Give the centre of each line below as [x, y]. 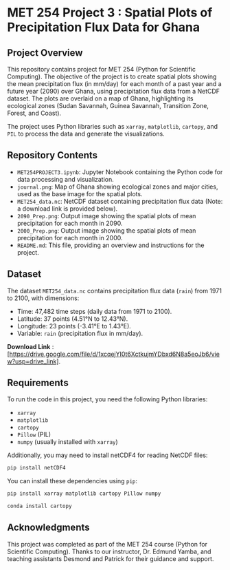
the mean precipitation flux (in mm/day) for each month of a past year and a [114, 84]
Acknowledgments [49, 528]
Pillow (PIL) [34, 434]
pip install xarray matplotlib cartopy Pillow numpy [84, 494]
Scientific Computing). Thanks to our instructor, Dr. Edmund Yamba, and [109, 551]
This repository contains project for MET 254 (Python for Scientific [101, 69]
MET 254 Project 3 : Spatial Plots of [110, 13]
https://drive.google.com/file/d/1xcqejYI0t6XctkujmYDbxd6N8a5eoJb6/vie [114, 354]
